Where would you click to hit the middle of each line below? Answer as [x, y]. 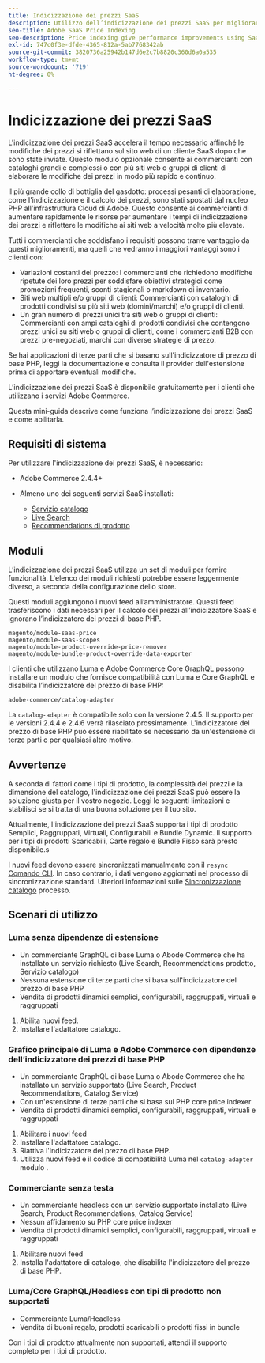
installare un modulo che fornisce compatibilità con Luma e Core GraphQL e [131, 677]
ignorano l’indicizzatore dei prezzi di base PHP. [85, 619]
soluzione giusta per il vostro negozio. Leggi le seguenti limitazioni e [119, 801]
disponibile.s [29, 850]
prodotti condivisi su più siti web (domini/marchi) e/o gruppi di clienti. [132, 306]
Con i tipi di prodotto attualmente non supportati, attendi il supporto [118, 1342]
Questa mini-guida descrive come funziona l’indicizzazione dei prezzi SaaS [131, 411]
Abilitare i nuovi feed [53, 1134]
